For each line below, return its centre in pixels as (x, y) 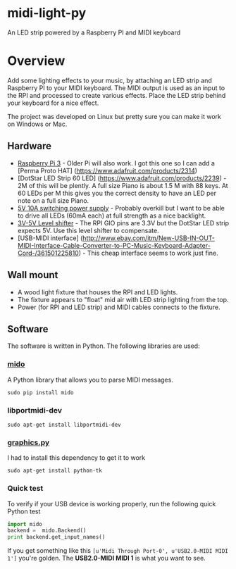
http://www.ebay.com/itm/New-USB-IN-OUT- (148, 238)
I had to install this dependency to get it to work (76, 458)
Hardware (29, 146)
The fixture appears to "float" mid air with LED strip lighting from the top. (123, 299)
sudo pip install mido (41, 392)
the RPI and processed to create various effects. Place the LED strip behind (117, 95)
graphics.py (29, 442)
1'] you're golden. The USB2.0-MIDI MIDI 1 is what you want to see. (106, 558)
